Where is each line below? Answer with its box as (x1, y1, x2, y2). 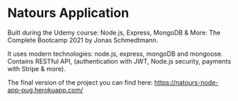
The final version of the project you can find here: (7, 78, 153, 86)
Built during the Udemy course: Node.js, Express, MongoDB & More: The (7, 28, 221, 37)
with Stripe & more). (7, 64, 66, 73)
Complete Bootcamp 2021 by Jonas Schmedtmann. (7, 35, 158, 44)
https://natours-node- (154, 78, 219, 86)
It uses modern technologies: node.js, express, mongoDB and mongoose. (7, 49, 223, 58)
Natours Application (7, 5, 130, 21)
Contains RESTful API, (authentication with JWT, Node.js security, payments (7, 57, 232, 65)
